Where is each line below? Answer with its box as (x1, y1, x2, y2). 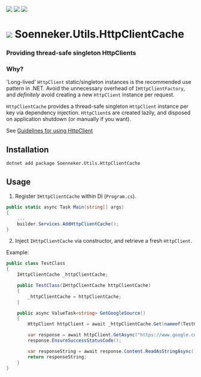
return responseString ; (28, 354, 87, 360)
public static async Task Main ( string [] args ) (6, 204, 124, 210)
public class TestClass (6, 261, 66, 267)
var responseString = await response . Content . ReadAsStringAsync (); (28, 348, 199, 354)
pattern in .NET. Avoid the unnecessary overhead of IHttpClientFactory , (6, 85, 185, 92)
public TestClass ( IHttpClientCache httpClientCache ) (17, 282, 151, 289)
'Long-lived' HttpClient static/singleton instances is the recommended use (6, 79, 191, 86)
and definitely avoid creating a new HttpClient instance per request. (6, 91, 175, 98)
